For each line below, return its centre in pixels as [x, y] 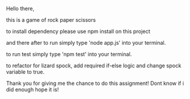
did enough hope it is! [32, 90]
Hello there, [20, 9]
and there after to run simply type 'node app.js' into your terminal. [86, 43]
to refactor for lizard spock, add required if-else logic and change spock [94, 65]
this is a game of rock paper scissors [51, 20]
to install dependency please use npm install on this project [78, 31]
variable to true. [25, 72]
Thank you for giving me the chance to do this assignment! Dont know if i [95, 83]
